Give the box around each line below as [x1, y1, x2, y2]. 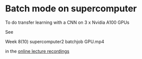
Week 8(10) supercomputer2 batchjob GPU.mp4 [5, 38, 104, 45]
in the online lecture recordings [5, 48, 69, 54]
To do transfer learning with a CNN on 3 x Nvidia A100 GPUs [5, 19, 129, 25]
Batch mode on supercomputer [5, 3, 137, 14]
